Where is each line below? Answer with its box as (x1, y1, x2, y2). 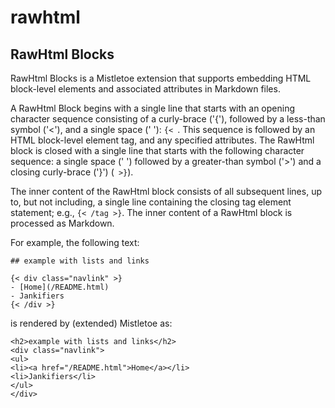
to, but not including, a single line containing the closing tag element (10, 196, 292, 208)
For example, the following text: (10, 237, 140, 248)
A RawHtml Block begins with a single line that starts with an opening (10, 102, 295, 114)
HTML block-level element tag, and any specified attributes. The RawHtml (10, 134, 315, 146)
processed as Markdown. (10, 217, 115, 229)
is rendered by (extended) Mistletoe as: (10, 317, 173, 329)
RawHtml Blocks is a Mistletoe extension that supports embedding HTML (10, 72, 312, 84)
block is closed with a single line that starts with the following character (10, 145, 305, 156)
